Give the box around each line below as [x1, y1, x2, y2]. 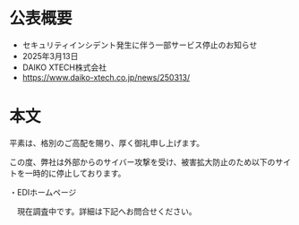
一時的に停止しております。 [24, 168, 126, 178]
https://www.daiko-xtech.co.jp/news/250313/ [21, 72, 191, 82]
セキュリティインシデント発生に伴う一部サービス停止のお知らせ [21, 39, 258, 50]
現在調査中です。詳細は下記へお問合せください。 [16, 205, 197, 216]
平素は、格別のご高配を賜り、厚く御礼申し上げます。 [9, 137, 205, 148]
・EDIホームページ [9, 186, 77, 197]
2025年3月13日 [21, 50, 79, 61]
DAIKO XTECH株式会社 [21, 62, 107, 73]
